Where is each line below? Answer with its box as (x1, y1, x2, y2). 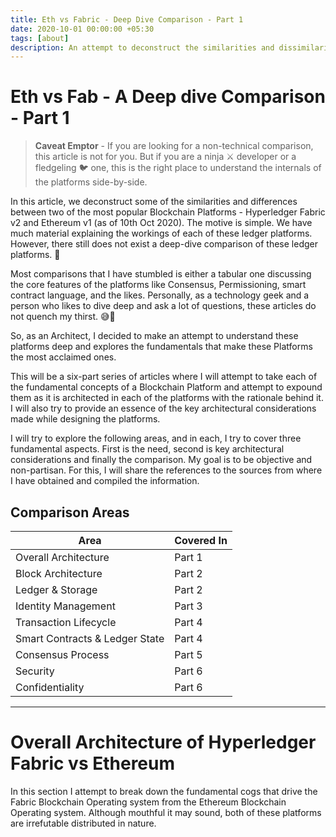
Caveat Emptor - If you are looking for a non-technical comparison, (34, 140, 314, 152)
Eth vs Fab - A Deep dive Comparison (10, 86, 326, 108)
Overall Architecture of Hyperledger (10, 731, 317, 754)
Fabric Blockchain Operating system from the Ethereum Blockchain (10, 796, 287, 808)
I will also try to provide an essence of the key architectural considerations (10, 402, 317, 415)
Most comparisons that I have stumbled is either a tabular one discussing (10, 268, 312, 280)
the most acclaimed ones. (10, 351, 117, 363)
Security (15, 664, 55, 678)
